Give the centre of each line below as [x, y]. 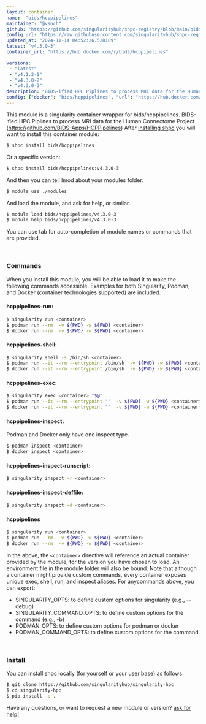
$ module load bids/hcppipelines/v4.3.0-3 [61, 214]
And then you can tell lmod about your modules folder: [75, 180]
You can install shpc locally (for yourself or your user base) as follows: [95, 673]
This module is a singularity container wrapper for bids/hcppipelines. [93, 115]
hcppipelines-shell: [32, 345]
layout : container [30, 12]
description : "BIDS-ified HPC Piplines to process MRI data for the [96, 92]
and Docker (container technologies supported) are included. [84, 292]
